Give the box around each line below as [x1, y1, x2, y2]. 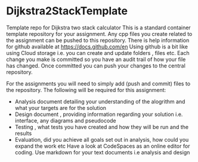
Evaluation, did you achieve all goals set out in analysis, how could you [14, 136, 189, 143]
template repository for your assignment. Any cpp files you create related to [6, 30, 193, 37]
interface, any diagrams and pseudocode [14, 117, 116, 124]
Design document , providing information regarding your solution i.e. [14, 111, 183, 118]
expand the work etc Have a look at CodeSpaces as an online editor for [14, 142, 190, 149]
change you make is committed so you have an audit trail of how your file [6, 56, 186, 63]
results [14, 130, 32, 137]
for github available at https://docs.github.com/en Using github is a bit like [6, 43, 188, 50]
